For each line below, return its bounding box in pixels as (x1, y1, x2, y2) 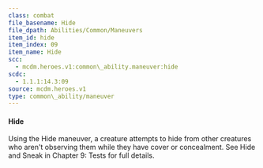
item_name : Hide (8, 48, 62, 56)
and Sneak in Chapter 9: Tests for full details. (8, 151, 155, 160)
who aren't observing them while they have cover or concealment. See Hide (8, 143, 256, 152)
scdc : (8, 70, 26, 78)
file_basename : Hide (8, 19, 77, 27)
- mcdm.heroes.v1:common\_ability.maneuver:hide (15, 63, 178, 71)
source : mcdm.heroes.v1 (8, 84, 87, 93)
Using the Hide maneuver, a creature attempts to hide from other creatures (8, 134, 252, 144)
